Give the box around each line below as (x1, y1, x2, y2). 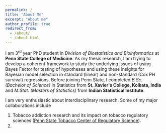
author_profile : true (5, 21, 51, 27)
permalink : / (5, 7, 33, 13)
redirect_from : (5, 26, 37, 31)
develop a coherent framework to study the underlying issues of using (5, 61, 151, 67)
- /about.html (10, 36, 39, 41)
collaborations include (5, 102, 51, 108)
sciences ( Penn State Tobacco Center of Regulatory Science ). (12, 117, 141, 123)
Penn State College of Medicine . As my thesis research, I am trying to (5, 55, 151, 61)
